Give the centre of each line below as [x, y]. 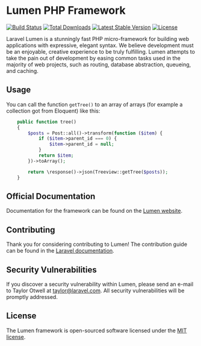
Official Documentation [51, 196]
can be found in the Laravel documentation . [60, 251]
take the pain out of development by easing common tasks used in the [93, 58]
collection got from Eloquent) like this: [53, 111]
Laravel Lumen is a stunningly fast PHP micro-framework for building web [98, 39]
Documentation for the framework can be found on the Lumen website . [94, 211]
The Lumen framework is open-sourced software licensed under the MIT [97, 330]
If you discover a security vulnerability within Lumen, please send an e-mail [100, 284]
